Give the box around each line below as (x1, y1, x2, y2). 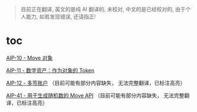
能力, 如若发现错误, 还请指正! (25, 13, 96, 20)
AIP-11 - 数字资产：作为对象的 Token (6, 67, 95, 74)
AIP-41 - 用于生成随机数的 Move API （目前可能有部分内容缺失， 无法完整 (6, 91, 185, 99)
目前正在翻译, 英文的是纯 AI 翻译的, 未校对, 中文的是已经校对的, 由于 (20, 6, 186, 12)
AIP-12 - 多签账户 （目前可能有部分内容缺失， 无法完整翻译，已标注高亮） (6, 79, 186, 86)
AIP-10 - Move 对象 (6, 54, 53, 61)
